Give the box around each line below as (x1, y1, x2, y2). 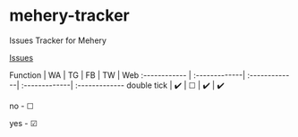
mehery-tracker (9, 5, 130, 26)
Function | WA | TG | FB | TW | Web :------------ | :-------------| (9, 69, 246, 81)
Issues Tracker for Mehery (9, 35, 107, 46)
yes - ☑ (9, 117, 38, 128)
